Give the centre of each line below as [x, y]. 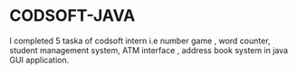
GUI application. [39, 60]
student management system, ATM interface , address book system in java [148, 50]
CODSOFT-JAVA [72, 16]
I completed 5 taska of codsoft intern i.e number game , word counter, [140, 41]
